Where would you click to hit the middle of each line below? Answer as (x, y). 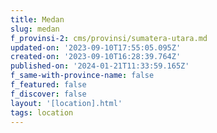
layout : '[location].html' (66, 103)
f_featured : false (48, 85)
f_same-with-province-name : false (82, 76)
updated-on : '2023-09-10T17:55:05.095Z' (96, 47)
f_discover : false (48, 94)
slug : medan (35, 29)
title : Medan (37, 19)
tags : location (42, 112)
